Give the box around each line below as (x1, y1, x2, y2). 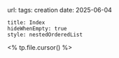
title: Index (7, 19, 45, 26)
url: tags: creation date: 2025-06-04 (7, 6, 112, 14)
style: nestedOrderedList (7, 31, 83, 38)
